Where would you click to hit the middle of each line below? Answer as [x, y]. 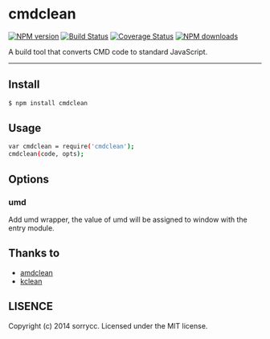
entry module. [31, 228]
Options [29, 179]
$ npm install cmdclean [48, 103]
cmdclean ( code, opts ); [46, 154]
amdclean [37, 272]
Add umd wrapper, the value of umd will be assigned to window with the [128, 219]
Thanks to [34, 253]
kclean [31, 281]
